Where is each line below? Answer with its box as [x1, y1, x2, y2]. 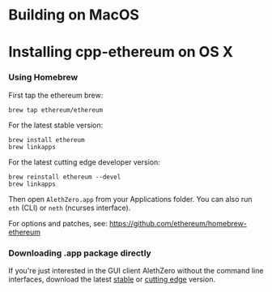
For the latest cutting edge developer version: [8, 157, 160, 167]
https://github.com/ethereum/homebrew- [108, 218, 247, 228]
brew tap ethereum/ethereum [8, 105, 104, 114]
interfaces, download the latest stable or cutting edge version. [8, 274, 216, 284]
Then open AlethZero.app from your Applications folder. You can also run [8, 194, 253, 204]
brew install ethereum [8, 135, 85, 144]
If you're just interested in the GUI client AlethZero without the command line [8, 265, 264, 275]
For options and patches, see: [8, 218, 108, 228]
